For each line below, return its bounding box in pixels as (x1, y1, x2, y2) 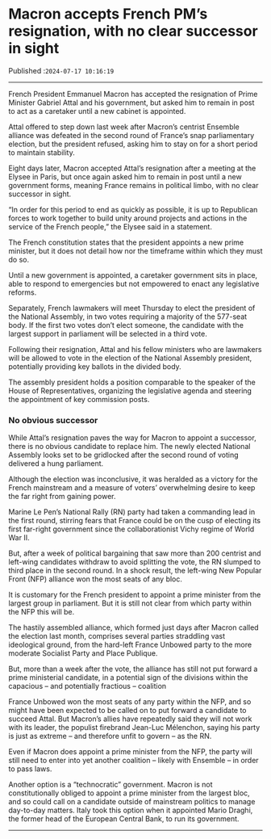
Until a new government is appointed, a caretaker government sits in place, (8, 270, 258, 279)
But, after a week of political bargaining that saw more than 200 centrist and (8, 548, 261, 558)
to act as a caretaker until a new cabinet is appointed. (8, 106, 186, 115)
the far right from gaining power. (8, 492, 116, 501)
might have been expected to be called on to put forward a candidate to (8, 706, 248, 715)
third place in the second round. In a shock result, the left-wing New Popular (8, 566, 262, 576)
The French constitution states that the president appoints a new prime (8, 237, 244, 247)
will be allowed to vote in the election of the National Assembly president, (8, 353, 252, 363)
